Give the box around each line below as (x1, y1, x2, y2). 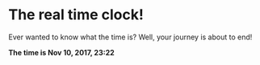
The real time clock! (8, 6, 144, 24)
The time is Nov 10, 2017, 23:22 (8, 47, 115, 57)
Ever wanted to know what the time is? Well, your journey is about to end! (8, 32, 253, 42)
